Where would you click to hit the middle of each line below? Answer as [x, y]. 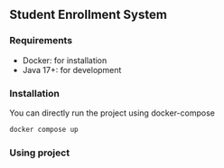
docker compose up [44, 129]
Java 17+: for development [72, 70]
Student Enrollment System [88, 15]
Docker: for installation [65, 60]
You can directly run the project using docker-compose [112, 113]
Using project [40, 153]
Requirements [41, 41]
